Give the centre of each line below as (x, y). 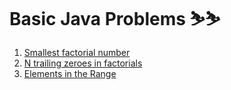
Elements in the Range (70, 73)
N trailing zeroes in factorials (83, 63)
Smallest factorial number (77, 52)
